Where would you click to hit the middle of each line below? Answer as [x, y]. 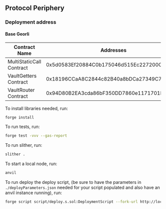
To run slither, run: [24, 145]
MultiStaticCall [24, 61]
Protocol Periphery [35, 8]
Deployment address [31, 22]
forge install [20, 117]
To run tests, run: [22, 127]
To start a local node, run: [31, 164]
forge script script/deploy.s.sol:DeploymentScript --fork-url [72, 202]
